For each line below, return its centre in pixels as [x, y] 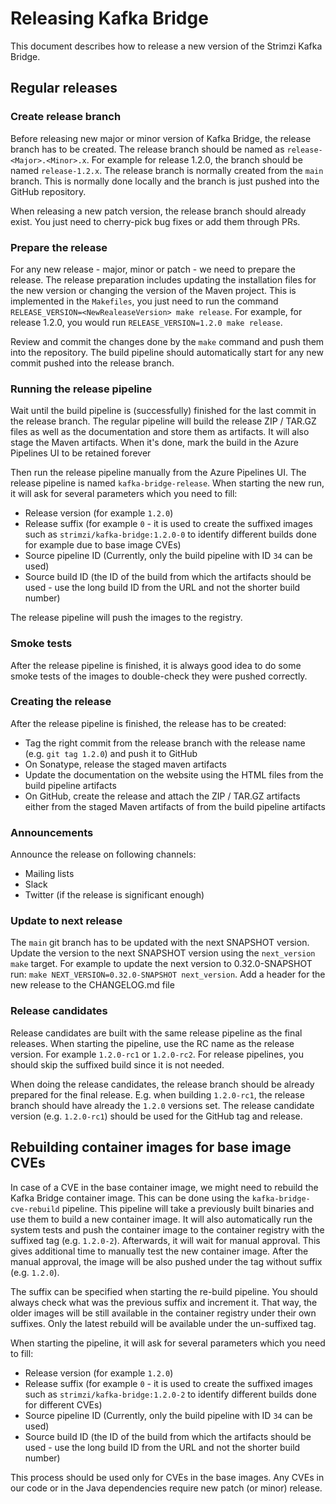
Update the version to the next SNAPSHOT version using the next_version [163, 953]
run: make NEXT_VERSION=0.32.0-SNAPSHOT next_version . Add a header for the [168, 974]
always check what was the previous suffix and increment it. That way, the [164, 1302]
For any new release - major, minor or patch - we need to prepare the [153, 269]
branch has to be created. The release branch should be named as [147, 149]
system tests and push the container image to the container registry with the [167, 1229]
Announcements [52, 832]
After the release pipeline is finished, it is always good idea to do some [156, 665]
